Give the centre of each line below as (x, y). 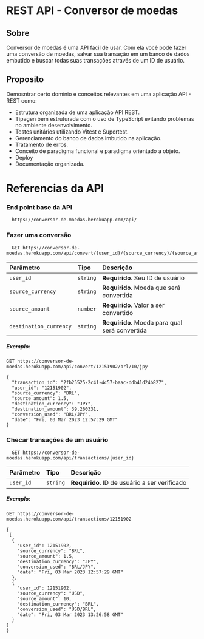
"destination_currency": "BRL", (58, 604)
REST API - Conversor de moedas (92, 11)
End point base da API (39, 207)
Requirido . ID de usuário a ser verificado (129, 482)
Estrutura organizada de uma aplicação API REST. (77, 112)
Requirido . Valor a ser (134, 305)
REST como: (22, 100)
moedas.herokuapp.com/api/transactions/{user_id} (70, 458)
